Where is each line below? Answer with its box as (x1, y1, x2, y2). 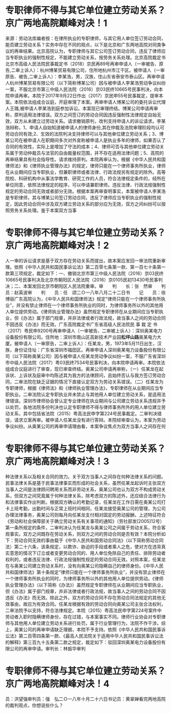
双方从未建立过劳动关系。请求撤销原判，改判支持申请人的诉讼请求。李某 (14, 118, 166, 124)
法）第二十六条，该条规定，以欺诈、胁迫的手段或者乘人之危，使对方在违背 (5, 543, 161, 549)
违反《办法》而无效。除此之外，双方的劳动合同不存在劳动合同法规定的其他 (5, 594, 161, 600)
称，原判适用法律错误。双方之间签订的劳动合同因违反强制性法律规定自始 (5, 112, 157, 118)
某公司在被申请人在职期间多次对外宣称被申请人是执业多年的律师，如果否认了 (5, 137, 166, 143)
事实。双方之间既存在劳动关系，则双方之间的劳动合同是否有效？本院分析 (9, 531, 161, 537)
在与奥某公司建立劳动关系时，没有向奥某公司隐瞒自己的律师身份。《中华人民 (5, 563, 164, 569)
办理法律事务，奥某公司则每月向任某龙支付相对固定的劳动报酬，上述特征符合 (5, 512, 166, 518)
